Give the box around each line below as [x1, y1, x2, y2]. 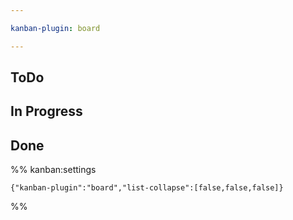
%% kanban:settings [10, 164, 97, 176]
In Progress [10, 103, 83, 120]
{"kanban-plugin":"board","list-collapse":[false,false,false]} [10, 183, 284, 193]
